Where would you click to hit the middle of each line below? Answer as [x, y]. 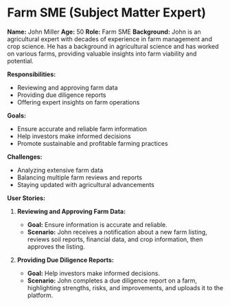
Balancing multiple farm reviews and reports [80, 177]
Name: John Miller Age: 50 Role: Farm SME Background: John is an [104, 32]
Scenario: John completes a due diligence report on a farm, [112, 281]
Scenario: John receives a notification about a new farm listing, [117, 232]
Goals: [16, 116]
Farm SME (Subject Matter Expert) [106, 13]
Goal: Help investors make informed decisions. [93, 273]
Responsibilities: [32, 74]
